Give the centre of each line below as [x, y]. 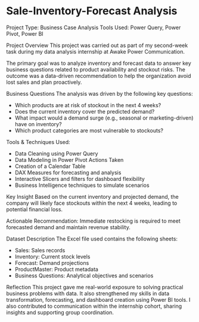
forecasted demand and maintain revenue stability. [69, 227]
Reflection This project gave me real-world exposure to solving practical [95, 287]
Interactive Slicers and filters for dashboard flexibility [80, 179]
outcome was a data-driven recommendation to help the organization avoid [99, 76]
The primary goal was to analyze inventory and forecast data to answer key [99, 63]
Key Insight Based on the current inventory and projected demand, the [92, 196]
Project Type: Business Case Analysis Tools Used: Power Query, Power [94, 27]
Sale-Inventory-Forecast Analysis [92, 11]
